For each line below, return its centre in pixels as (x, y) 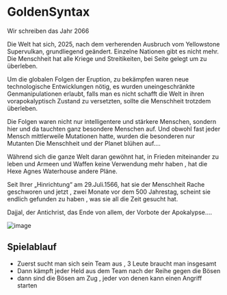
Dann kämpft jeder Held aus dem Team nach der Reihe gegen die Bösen (119, 270)
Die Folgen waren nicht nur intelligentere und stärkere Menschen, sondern (112, 121)
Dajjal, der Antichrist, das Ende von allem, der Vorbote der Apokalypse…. (110, 212)
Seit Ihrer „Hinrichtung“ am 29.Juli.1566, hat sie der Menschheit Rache (106, 184)
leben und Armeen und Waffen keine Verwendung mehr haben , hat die (107, 164)
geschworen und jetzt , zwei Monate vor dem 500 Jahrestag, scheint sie (109, 192)
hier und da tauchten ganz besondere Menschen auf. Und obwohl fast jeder (114, 129)
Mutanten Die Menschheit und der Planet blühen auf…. (84, 143)
